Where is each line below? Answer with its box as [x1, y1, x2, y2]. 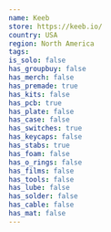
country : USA [8, 30, 58, 39]
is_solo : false [8, 56, 66, 65]
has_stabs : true [8, 141, 70, 150]
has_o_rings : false [8, 157, 83, 167]
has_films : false [8, 166, 75, 175]
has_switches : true [8, 124, 83, 133]
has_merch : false [8, 73, 75, 82]
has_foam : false [8, 149, 70, 158]
